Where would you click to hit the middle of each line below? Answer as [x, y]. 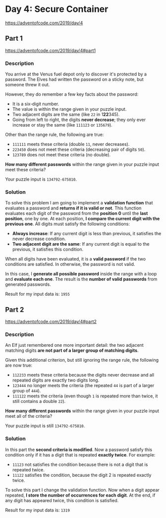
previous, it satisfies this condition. [48, 250]
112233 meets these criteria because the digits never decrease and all [83, 375]
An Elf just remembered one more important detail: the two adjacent [74, 345]
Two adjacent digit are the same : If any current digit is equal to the [81, 244]
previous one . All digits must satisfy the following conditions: [68, 224]
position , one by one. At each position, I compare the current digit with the [83, 219]
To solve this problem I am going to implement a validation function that [79, 203]
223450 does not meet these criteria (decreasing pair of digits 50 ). [79, 149]
